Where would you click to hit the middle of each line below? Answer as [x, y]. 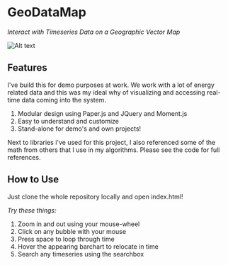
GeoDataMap [47, 12]
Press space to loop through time [66, 239]
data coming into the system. [64, 100]
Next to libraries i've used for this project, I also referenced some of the [112, 142]
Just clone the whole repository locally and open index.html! [95, 196]
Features [27, 68]
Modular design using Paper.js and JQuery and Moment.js [102, 113]
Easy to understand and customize [68, 121]
